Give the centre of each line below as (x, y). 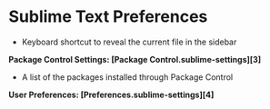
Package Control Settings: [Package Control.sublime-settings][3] (135, 59)
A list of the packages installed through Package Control (127, 77)
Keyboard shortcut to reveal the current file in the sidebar (129, 42)
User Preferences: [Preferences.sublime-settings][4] (111, 94)
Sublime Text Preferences (108, 17)
